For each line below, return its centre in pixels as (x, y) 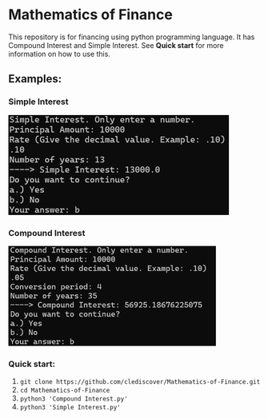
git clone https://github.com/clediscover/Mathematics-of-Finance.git (140, 382)
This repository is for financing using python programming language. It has (132, 37)
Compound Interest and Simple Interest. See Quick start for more (116, 45)
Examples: (35, 79)
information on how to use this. (59, 54)
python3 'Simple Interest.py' (70, 408)
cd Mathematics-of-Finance (65, 391)
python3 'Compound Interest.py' (74, 399)
